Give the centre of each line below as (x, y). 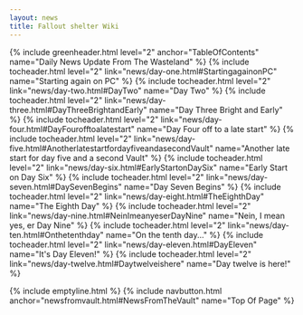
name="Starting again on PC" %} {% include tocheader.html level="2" (140, 81)
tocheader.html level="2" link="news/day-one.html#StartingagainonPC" (143, 71)
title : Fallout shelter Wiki (64, 26)
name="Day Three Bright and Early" (216, 110)
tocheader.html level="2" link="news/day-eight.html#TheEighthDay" (137, 196)
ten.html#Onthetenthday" (57, 234)
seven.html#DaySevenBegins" (66, 186)
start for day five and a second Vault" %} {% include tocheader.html (136, 157)
